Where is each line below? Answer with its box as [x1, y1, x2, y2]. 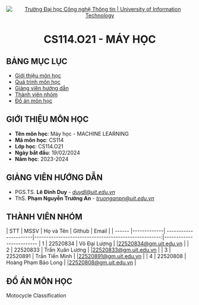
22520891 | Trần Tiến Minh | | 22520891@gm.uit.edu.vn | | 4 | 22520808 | [6, 253, 187, 260]
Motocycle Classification [6, 292, 67, 299]
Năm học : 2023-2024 [14, 155, 69, 163]
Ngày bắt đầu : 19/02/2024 [14, 149, 80, 156]
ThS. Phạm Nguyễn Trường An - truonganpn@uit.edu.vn [14, 195, 154, 202]
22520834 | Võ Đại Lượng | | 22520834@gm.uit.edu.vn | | [48, 240, 189, 247]
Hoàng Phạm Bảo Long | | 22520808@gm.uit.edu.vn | [6, 259, 137, 266]
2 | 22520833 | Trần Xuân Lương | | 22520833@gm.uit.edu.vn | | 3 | [6, 246, 171, 253]
